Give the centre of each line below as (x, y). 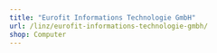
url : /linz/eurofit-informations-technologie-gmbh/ (108, 26)
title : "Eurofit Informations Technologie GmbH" (103, 18)
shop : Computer (38, 34)
